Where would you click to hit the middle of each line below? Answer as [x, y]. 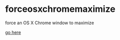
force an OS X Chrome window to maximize [50, 23]
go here [13, 32]
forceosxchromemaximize [60, 9]
